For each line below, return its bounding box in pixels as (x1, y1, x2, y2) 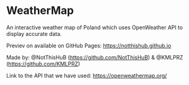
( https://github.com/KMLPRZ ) (6, 60, 80, 67)
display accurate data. (6, 30, 62, 37)
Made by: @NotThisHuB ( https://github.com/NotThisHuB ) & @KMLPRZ (6, 53, 184, 61)
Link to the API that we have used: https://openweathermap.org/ (6, 72, 167, 79)
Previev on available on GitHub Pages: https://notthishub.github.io (6, 42, 171, 49)
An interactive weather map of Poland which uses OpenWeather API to (6, 24, 184, 31)
